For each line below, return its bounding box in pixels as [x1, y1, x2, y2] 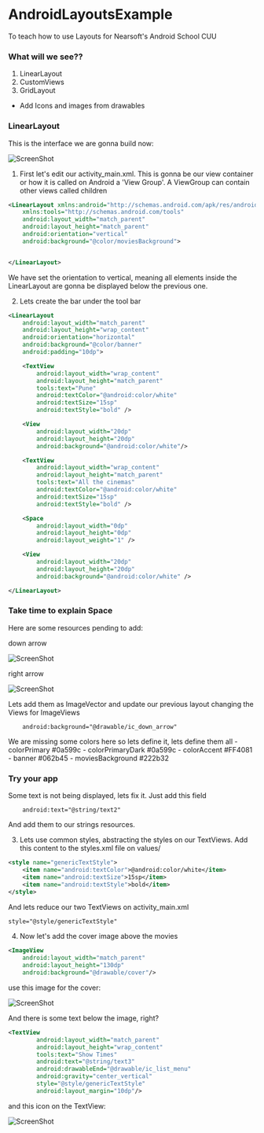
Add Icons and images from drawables [19, 101, 145, 111]
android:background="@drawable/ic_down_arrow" [22, 723, 178, 730]
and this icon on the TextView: [8, 1101, 106, 1110]
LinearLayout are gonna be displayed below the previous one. [8, 281, 208, 290]
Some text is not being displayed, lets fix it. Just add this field [8, 791, 207, 800]
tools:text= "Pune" [36, 384, 97, 392]
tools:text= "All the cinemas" [36, 478, 135, 487]
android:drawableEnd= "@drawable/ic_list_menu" [36, 1065, 192, 1073]
